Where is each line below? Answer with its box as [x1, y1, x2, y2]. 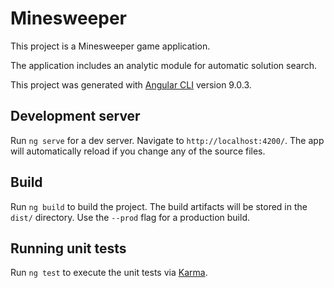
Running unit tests [10, 240, 127, 257]
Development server [10, 108, 141, 125]
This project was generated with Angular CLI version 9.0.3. [10, 78, 252, 91]
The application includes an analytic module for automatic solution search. [10, 59, 317, 71]
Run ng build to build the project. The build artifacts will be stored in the [10, 200, 308, 212]
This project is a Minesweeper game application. [10, 40, 211, 52]
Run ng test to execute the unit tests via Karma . [10, 267, 208, 279]
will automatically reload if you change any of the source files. [10, 145, 266, 157]
